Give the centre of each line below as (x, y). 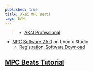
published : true (21, 9)
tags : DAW (15, 18)
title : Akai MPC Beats (28, 14)
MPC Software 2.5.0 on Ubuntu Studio (50, 42)
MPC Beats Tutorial (35, 62)
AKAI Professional (42, 33)
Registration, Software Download (52, 47)
